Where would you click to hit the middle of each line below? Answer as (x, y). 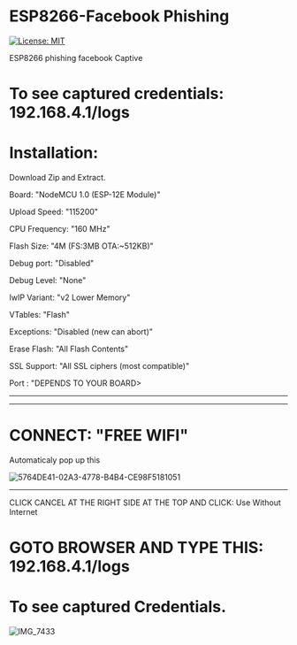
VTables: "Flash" (40, 315)
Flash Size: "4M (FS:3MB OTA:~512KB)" (82, 246)
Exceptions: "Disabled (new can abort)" (81, 332)
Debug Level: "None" (48, 280)
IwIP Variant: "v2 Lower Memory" (70, 297)
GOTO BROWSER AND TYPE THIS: (137, 548)
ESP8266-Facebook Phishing (119, 16)
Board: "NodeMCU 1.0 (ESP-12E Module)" (85, 195)
